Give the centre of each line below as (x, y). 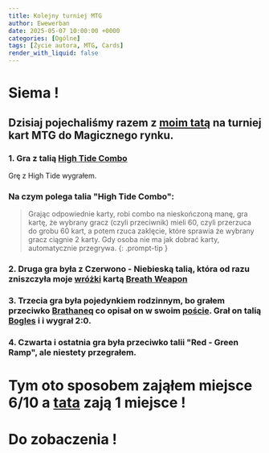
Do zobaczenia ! (63, 440)
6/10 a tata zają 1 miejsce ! (97, 403)
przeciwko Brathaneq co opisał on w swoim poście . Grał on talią (135, 311)
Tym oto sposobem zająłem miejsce (130, 386)
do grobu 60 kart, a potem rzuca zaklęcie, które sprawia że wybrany (141, 231)
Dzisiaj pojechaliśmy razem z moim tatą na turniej (135, 123)
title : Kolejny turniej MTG (55, 16)
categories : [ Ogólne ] (45, 38)
